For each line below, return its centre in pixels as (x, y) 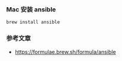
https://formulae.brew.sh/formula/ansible (65, 51)
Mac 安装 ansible (31, 9)
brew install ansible (33, 22)
